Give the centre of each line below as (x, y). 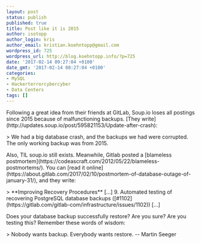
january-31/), (22, 180)
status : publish (26, 17)
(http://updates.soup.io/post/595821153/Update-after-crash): (82, 125)
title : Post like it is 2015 (43, 28)
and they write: (57, 180)
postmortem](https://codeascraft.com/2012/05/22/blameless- (83, 161)
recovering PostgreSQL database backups (58, 198)
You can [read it (65, 167)
